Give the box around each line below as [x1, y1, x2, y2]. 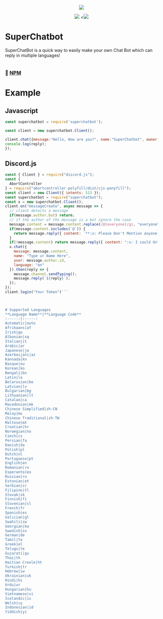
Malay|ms [5, 411, 23, 416]
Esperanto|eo [5, 470, 32, 475]
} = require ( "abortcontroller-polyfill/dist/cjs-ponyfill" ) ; [5, 186, 131, 191]
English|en [5, 461, 27, 466]
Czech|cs [5, 434, 23, 439]
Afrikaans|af [5, 326, 32, 330]
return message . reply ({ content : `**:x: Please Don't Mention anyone [14, 231, 158, 236]
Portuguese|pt [5, 456, 34, 461]
